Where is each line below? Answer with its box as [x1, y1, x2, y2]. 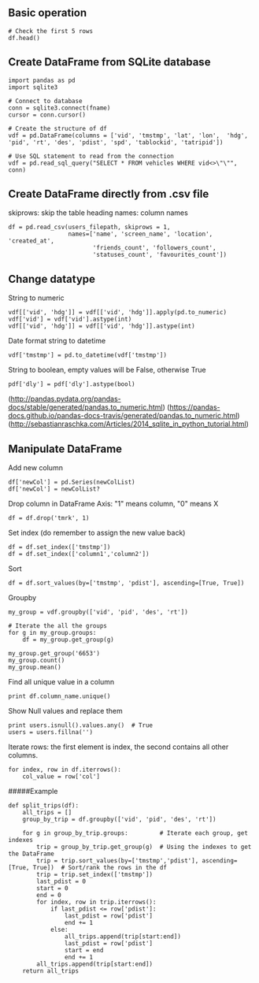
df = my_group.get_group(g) [22, 636, 114, 644]
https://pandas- [168, 402, 220, 412]
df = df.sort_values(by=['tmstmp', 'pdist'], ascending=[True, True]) [8, 579, 245, 588]
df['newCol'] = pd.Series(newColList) [8, 478, 135, 487]
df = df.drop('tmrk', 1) [8, 514, 90, 522]
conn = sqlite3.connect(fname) [8, 104, 111, 112]
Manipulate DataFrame [8, 442, 123, 455]
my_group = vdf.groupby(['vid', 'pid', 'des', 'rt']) [8, 608, 189, 617]
